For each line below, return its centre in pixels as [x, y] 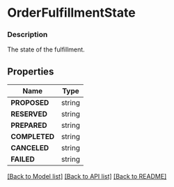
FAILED [23, 159]
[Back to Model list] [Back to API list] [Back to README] [87, 177]
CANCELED [30, 148]
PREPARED [29, 125]
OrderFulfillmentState [71, 13]
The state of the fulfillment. [46, 49]
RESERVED [29, 114]
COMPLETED [33, 137]
